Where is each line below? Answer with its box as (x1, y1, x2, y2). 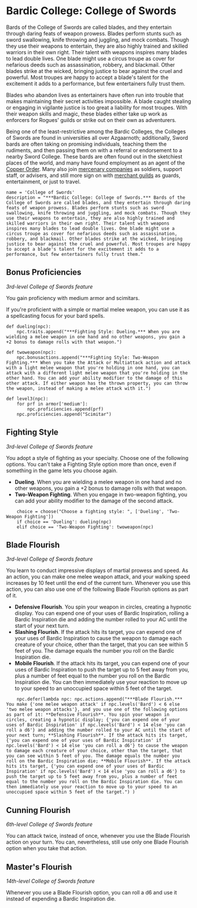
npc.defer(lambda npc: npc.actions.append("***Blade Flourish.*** (16, 696, 183, 702)
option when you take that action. (6, 845, 87, 852)
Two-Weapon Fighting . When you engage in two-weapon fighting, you (14, 491, 188, 498)
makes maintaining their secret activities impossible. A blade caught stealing (6, 97, 191, 104)
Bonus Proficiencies (6, 267, 82, 278)
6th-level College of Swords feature (6, 821, 93, 828)
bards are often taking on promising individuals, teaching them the (6, 140, 167, 147)
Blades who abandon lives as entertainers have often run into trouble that (6, 91, 184, 98)
